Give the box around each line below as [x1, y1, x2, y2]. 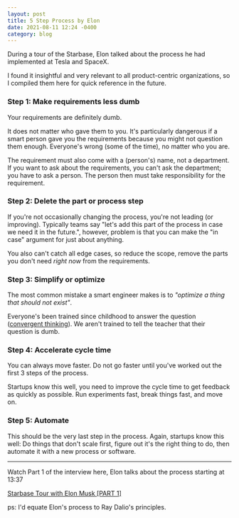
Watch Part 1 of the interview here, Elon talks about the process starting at [7, 467, 225, 476]
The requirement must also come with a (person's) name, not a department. [7, 156, 230, 164]
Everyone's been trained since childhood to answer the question [7, 312, 196, 321]
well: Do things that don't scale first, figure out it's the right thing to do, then [7, 440, 230, 448]
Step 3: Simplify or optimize [7, 274, 105, 284]
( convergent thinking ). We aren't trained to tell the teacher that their [7, 320, 206, 328]
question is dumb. [7, 327, 60, 336]
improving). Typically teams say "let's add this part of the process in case [7, 220, 223, 228]
